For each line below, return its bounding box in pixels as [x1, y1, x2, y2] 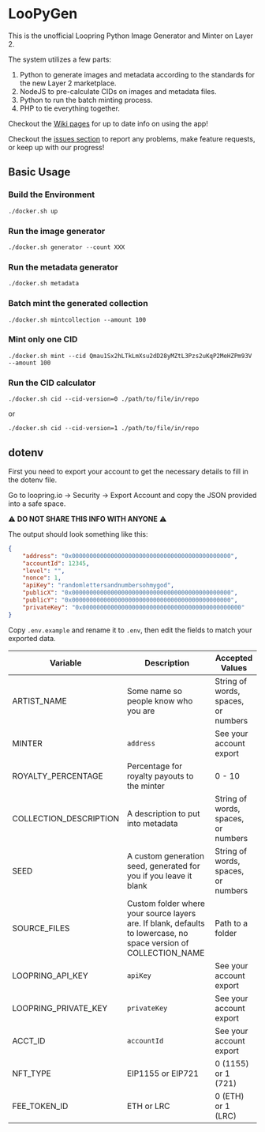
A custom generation [126, 851, 205, 862]
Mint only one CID [8, 334, 78, 345]
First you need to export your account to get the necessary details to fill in [8, 466, 248, 476]
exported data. [8, 633, 57, 643]
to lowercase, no [126, 927, 188, 938]
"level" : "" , [22, 567, 65, 575]
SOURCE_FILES [12, 923, 70, 934]
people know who [126, 695, 193, 706]
